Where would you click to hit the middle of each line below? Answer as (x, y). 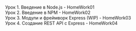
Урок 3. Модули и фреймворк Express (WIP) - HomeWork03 (68, 18)
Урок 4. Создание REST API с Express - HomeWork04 (61, 23)
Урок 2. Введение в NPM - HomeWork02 (48, 12)
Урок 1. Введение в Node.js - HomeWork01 (50, 7)
